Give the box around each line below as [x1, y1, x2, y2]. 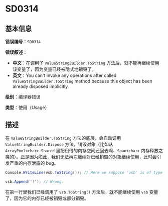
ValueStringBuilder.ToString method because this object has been [12, 78, 152, 84]
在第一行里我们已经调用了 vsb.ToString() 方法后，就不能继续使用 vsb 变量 [5, 189, 158, 195]
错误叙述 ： [5, 49, 28, 55]
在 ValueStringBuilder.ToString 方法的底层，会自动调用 [5, 135, 121, 141]
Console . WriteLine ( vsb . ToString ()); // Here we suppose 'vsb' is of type [5, 170, 163, 175]
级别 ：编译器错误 [5, 94, 41, 99]
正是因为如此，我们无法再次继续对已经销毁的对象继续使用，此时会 [20, 154, 157, 160]
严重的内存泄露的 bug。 [9, 160, 59, 166]
